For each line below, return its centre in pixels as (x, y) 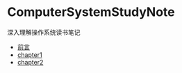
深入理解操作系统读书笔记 (44, 32)
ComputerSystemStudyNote (91, 12)
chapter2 (30, 62)
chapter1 (30, 55)
